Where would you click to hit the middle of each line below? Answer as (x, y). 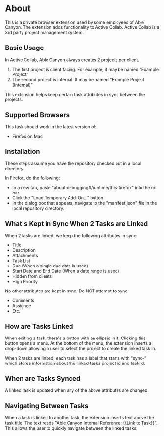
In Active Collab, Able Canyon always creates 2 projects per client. (72, 60)
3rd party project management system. (45, 32)
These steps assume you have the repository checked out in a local (73, 163)
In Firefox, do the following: (33, 178)
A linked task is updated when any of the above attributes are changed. (77, 390)
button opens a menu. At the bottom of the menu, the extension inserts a (78, 343)
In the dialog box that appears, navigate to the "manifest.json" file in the (84, 203)
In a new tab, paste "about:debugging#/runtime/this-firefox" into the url (84, 188)
